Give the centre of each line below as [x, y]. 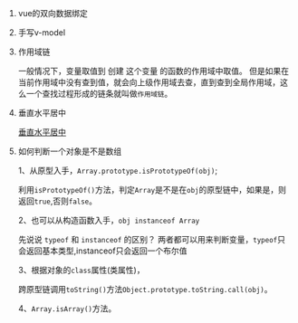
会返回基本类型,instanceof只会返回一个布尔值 [102, 251]
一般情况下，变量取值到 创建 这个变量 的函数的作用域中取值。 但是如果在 [154, 71]
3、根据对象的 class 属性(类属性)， [81, 270]
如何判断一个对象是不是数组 [70, 151]
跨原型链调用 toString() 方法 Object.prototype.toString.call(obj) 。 [145, 289]
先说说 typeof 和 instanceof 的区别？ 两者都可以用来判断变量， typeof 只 [151, 239]
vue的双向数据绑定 [53, 13]
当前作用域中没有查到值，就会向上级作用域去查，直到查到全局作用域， [149, 82]
